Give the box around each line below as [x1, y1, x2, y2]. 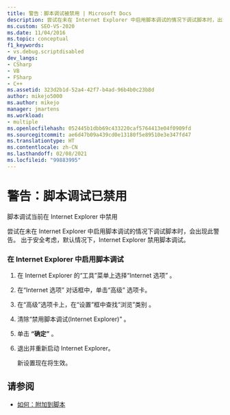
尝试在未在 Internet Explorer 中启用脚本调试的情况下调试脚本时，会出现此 [7, 227, 214, 235]
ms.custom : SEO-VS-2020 [7, 23, 75, 29]
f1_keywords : [7, 42, 44, 49]
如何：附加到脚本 [16, 400, 66, 408]
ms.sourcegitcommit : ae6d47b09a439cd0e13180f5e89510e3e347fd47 [7, 131, 192, 138]
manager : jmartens [7, 106, 60, 112]
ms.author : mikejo [7, 99, 60, 106]
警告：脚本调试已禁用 [7, 188, 128, 204]
